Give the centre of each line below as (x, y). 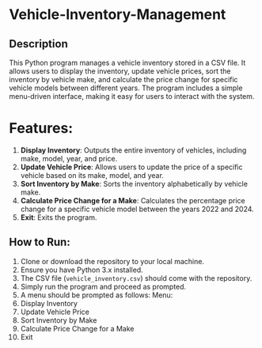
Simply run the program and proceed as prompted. (103, 286)
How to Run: (40, 242)
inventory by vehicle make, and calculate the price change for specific (123, 79)
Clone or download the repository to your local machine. (112, 261)
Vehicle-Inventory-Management (118, 15)
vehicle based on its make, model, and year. (92, 175)
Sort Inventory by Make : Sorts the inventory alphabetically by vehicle (134, 183)
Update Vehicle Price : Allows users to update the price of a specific (132, 167)
